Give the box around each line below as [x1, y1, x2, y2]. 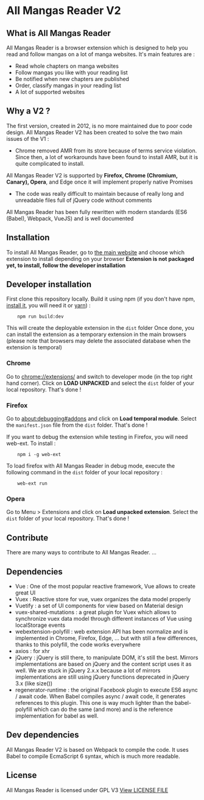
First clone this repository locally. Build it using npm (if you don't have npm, [6, 295, 195, 302]
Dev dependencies [6, 730, 79, 740]
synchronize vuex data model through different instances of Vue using [15, 615, 192, 622]
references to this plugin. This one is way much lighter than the [15, 699, 174, 706]
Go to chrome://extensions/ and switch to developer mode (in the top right [6, 373, 193, 380]
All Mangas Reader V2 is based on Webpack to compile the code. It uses [6, 746, 189, 753]
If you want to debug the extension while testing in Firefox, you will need [6, 434, 188, 441]
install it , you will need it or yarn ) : [6, 302, 91, 309]
